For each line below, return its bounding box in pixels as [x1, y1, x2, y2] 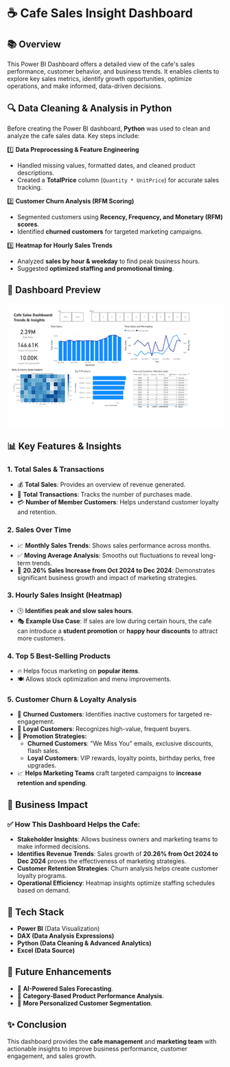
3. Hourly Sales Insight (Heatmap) [7, 590, 122, 600]
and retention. [16, 508, 57, 516]
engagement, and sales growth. [7, 1052, 97, 1060]
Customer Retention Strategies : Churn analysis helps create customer [16, 864, 218, 873]
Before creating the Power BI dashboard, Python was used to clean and [7, 124, 211, 133]
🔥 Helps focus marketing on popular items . [16, 667, 140, 675]
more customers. [16, 633, 66, 642]
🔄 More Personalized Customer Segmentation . [16, 999, 153, 1007]
